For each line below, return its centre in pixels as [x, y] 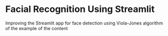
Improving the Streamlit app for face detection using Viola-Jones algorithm [84, 23]
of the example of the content [37, 28]
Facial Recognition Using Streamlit [80, 9]
